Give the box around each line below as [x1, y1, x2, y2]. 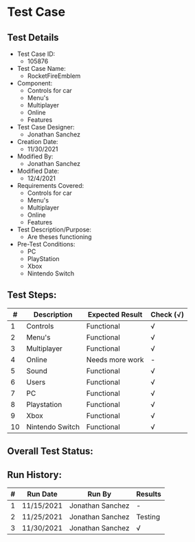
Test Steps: [7, 289, 57, 301]
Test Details [7, 32, 60, 43]
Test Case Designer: [16, 123, 75, 131]
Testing [136, 512, 160, 522]
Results [136, 490, 161, 499]
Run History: [7, 469, 62, 481]
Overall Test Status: [7, 446, 94, 457]
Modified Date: [16, 167, 60, 175]
